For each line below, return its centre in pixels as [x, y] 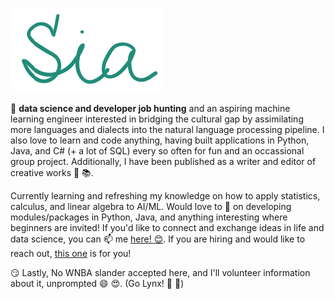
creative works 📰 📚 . [52, 172]
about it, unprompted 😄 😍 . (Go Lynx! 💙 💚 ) [97, 283]
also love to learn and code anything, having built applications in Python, [160, 140]
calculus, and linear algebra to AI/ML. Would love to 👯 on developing [151, 206]
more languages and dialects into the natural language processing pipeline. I [167, 129]
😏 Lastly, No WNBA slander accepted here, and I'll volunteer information [160, 272]
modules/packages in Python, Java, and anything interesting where [149, 217]
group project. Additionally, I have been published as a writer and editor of [163, 161]
